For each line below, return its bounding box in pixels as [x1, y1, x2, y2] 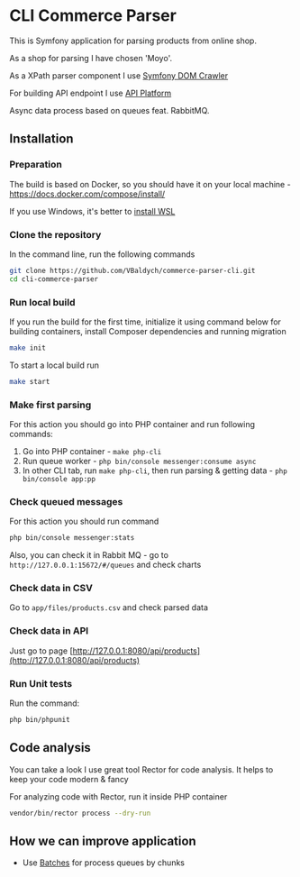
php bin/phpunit [9, 716, 70, 725]
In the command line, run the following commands [9, 249, 195, 260]
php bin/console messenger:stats [9, 534, 135, 543]
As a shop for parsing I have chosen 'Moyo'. [9, 52, 173, 63]
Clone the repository [9, 228, 102, 241]
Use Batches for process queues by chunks [22, 857, 185, 868]
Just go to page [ [9, 645, 74, 656]
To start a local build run [9, 360, 100, 370]
